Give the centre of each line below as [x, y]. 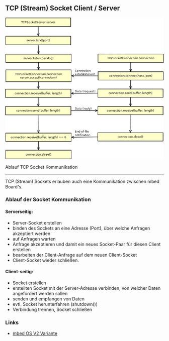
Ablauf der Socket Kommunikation [48, 199]
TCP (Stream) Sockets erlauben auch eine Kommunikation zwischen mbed [82, 181]
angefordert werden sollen [40, 293]
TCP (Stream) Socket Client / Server [63, 8]
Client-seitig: [19, 272]
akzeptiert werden [31, 234]
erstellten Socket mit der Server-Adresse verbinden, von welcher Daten [87, 288]
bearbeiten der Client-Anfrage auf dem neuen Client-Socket [75, 255]
